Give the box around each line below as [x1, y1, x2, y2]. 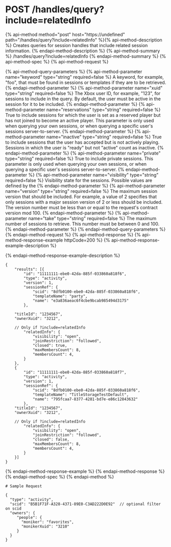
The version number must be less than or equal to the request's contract [5, 204, 158, 210]
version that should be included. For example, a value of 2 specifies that [5, 193, 157, 200]
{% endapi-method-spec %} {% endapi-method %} [5, 473, 114, 479]
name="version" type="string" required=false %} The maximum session [5, 188, 158, 194]
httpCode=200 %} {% [64, 237, 111, 243]
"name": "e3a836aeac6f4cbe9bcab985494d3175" [32, 298, 129, 303]
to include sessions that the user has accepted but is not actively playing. [5, 139, 160, 145]
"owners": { [10, 510, 36, 515]
